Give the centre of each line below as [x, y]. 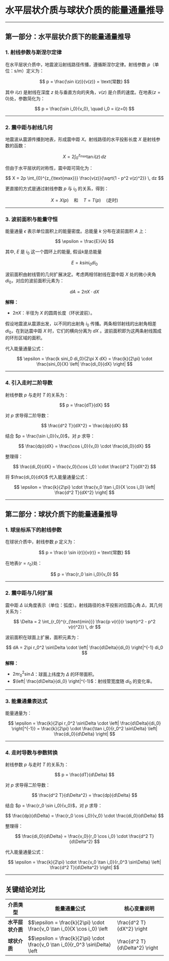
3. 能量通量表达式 [26, 701]
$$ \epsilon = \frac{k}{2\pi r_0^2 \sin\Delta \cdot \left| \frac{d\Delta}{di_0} [84, 723]
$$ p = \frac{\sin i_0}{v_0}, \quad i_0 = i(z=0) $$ [84, 109]
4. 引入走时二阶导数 [29, 383]
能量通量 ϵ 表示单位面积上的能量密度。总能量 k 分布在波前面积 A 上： [77, 231]
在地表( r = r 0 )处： [24, 564]
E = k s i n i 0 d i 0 [84, 263]
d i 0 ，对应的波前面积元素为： [35, 281]
